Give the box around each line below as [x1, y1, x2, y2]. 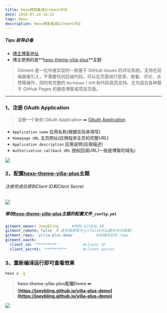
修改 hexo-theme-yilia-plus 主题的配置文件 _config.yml [5, 211, 117, 217]
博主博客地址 [12, 51, 39, 57]
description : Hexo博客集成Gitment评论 [5, 21, 81, 26]
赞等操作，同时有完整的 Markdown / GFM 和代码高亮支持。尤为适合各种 [17, 80, 158, 86]
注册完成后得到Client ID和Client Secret [5, 183, 84, 189]
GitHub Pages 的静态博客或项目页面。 [23, 86, 101, 92]
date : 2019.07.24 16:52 [5, 12, 55, 17]
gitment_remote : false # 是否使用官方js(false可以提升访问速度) [5, 228, 133, 234]
